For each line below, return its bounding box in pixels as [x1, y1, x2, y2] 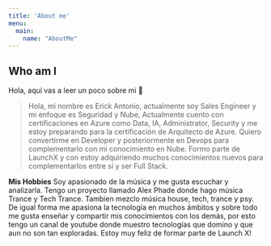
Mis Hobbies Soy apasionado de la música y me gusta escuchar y [8, 177, 229, 186]
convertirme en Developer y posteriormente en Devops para [28, 136, 229, 145]
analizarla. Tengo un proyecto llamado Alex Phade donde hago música [8, 186, 243, 195]
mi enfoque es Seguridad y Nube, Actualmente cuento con [28, 110, 224, 119]
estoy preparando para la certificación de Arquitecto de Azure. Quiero [28, 127, 261, 137]
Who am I [8, 64, 57, 77]
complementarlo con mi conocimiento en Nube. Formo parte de [28, 144, 240, 154]
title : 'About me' [8, 11, 70, 20]
